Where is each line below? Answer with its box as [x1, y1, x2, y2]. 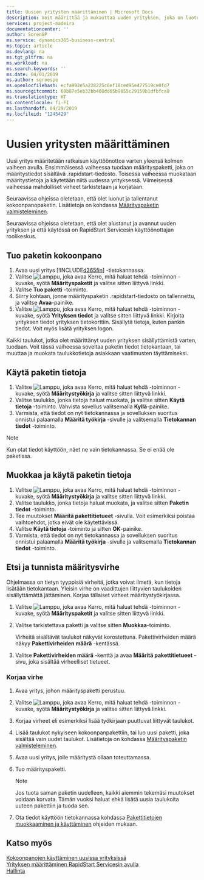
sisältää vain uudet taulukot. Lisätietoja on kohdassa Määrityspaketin [15, 735, 187, 742]
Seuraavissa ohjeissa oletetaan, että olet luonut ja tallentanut [6, 195, 158, 202]
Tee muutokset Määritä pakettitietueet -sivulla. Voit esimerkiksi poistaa [15, 512, 195, 519]
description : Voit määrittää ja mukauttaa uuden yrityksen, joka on [6, 15, 183, 21]
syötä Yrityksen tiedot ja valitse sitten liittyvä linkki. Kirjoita [36, 312, 185, 319]
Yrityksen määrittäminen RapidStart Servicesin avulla [6, 860, 139, 868]
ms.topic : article [6, 43, 53, 49]
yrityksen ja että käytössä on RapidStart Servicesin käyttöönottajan [6, 226, 174, 233]
